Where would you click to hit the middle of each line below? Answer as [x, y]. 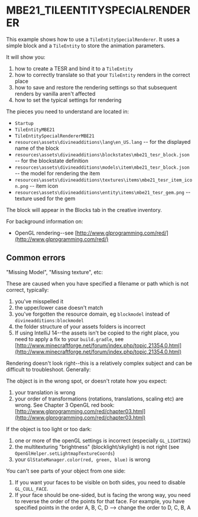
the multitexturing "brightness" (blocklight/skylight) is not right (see [97, 447]
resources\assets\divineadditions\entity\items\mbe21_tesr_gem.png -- [103, 192]
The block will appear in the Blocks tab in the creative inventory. [84, 210]
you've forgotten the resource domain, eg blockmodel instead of [92, 314]
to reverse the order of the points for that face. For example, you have [100, 501]
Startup [24, 123]
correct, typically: [27, 290]
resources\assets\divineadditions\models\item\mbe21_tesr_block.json [102, 167]
